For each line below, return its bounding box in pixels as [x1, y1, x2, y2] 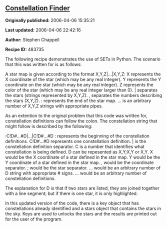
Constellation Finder [5, 4, 70, 12]
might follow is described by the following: [5, 123, 92, 129]
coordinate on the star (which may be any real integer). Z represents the [5, 81, 153, 87]
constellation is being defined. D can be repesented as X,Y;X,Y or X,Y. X [5, 148, 153, 154]
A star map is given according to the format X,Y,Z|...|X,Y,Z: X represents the [5, 71, 161, 77]
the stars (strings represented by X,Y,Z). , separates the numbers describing [5, 92, 162, 98]
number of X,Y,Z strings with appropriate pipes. [5, 102, 103, 109]
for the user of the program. [5, 216, 62, 222]
